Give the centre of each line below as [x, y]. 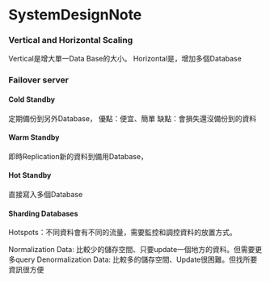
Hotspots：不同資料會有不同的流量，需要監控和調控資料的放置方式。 [122, 233]
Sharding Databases [43, 213]
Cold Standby [32, 99]
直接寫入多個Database [46, 195]
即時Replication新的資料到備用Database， [78, 156]
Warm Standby [34, 137]
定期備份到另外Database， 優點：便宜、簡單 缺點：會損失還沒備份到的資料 [133, 118]
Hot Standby [30, 175]
